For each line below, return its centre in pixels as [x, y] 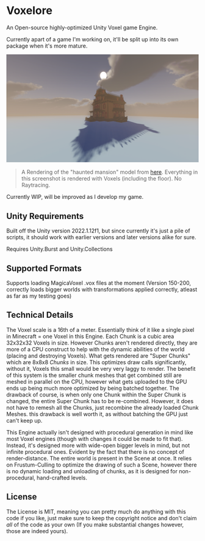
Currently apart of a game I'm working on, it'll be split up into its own [92, 39]
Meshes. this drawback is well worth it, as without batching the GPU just [97, 414]
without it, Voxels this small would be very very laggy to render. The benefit [101, 368]
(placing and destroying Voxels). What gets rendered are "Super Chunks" [99, 356]
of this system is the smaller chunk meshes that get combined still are [94, 375]
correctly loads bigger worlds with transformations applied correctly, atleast [102, 290]
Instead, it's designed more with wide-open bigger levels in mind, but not [98, 445]
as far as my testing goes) [39, 296]
